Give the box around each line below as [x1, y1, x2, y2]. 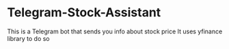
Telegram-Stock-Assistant [7, 5, 161, 20]
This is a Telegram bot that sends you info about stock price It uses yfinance [7, 27, 223, 35]
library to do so [7, 34, 50, 42]
